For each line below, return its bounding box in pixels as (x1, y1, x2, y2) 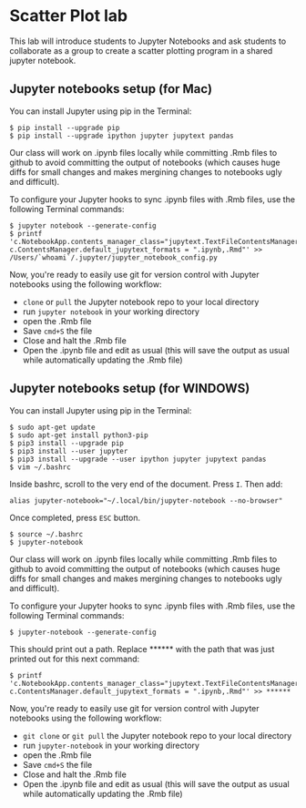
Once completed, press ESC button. (9, 512, 141, 523)
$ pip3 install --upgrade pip (9, 438, 125, 447)
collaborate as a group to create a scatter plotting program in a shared (9, 45, 273, 56)
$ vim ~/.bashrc (9, 462, 71, 472)
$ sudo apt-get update (9, 423, 96, 432)
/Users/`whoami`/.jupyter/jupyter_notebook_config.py (9, 252, 219, 262)
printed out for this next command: (9, 653, 140, 664)
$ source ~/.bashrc (9, 529, 84, 538)
